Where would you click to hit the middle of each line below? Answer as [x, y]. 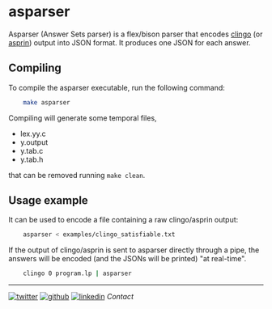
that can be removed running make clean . [77, 175]
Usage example [49, 201]
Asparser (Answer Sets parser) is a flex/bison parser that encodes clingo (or [136, 34]
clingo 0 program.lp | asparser [77, 273]
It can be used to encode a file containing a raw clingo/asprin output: [123, 220]
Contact [120, 297]
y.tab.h [32, 159]
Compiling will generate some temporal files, [83, 118]
